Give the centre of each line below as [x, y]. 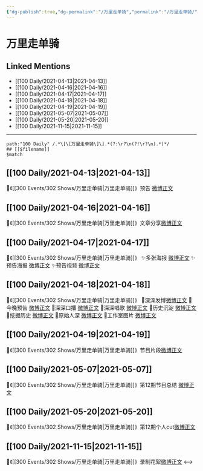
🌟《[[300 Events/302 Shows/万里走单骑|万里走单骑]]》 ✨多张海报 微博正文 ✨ [101, 258]
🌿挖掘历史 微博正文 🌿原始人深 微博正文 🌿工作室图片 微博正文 [82, 315]
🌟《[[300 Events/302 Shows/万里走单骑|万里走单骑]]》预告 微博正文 [90, 188]
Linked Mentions [38, 66]
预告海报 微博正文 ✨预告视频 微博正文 [53, 265]
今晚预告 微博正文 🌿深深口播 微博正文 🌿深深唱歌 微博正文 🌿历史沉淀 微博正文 [101, 308]
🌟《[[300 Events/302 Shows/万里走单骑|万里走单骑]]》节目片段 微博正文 [94, 350]
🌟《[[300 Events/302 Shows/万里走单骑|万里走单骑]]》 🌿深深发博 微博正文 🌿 [99, 300]
